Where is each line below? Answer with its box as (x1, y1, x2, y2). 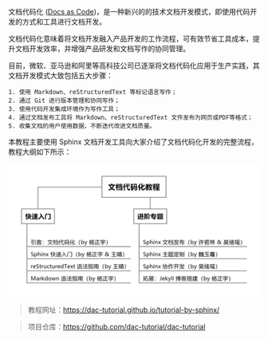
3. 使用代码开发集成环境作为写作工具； (8, 105, 120, 113)
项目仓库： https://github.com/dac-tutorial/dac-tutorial (27, 321, 206, 331)
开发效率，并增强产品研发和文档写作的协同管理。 (29, 44, 190, 53)
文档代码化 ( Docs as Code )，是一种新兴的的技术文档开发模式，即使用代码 (8, 7, 250, 16)
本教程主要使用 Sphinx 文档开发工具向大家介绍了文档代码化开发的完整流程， (8, 137, 259, 146)
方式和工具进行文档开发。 (22, 17, 106, 26)
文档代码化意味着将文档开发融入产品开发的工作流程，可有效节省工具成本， (8, 34, 253, 43)
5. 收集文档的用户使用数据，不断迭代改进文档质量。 (8, 122, 156, 130)
